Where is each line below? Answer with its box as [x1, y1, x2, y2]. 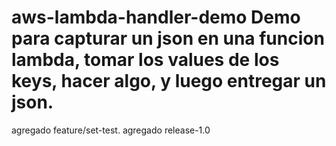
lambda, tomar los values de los [11, 49, 280, 71]
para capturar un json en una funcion [11, 27, 325, 50]
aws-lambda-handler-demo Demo [11, 6, 301, 29]
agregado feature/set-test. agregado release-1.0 [11, 124, 211, 136]
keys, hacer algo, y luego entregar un [11, 70, 327, 93]
